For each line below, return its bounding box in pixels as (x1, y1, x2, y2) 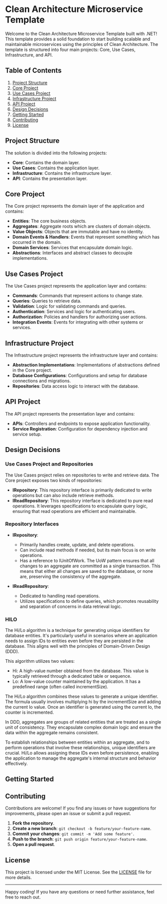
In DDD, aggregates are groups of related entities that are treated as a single (5, 719, 162, 725)
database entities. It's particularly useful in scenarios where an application (5, 633, 158, 639)
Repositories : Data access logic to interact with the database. (12, 383, 139, 389)
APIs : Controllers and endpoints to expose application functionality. (12, 421, 151, 427)
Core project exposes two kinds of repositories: (5, 477, 103, 483)
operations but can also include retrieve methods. (12, 492, 114, 498)
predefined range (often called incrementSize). (12, 684, 108, 690)
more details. (5, 875, 32, 881)
